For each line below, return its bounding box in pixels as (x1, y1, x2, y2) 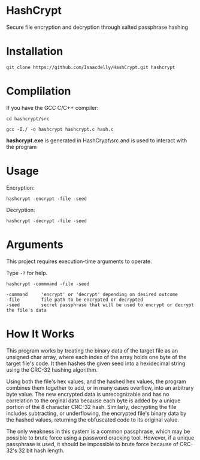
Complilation (6, 85, 71, 98)
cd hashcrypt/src (6, 115, 50, 122)
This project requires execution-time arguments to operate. (6, 258, 153, 265)
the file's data (6, 307, 47, 313)
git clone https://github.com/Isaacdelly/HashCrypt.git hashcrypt (6, 64, 175, 70)
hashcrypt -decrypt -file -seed (6, 217, 87, 224)
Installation (6, 44, 63, 58)
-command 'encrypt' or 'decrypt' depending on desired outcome (6, 291, 178, 297)
